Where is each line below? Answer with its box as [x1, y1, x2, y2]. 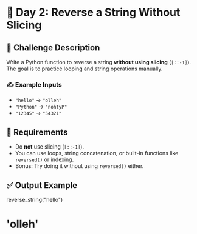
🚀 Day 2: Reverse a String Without [6, 5, 181, 19]
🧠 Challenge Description [6, 42, 100, 53]
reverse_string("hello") [6, 196, 63, 203]
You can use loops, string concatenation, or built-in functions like [15, 150, 179, 157]
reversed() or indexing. [15, 156, 74, 163]
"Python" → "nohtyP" [15, 103, 67, 110]
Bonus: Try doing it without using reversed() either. [15, 162, 144, 170]
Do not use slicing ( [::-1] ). [15, 143, 84, 150]
